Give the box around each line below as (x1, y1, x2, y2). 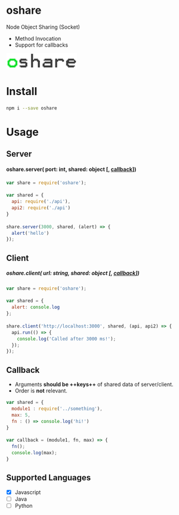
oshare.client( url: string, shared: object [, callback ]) (6, 269, 140, 277)
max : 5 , (11, 412, 31, 418)
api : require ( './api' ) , (11, 198, 70, 205)
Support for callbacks (14, 41, 69, 48)
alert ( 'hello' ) (11, 230, 50, 236)
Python (14, 502, 33, 509)
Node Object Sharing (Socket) (6, 23, 81, 30)
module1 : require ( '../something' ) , (11, 406, 103, 412)
